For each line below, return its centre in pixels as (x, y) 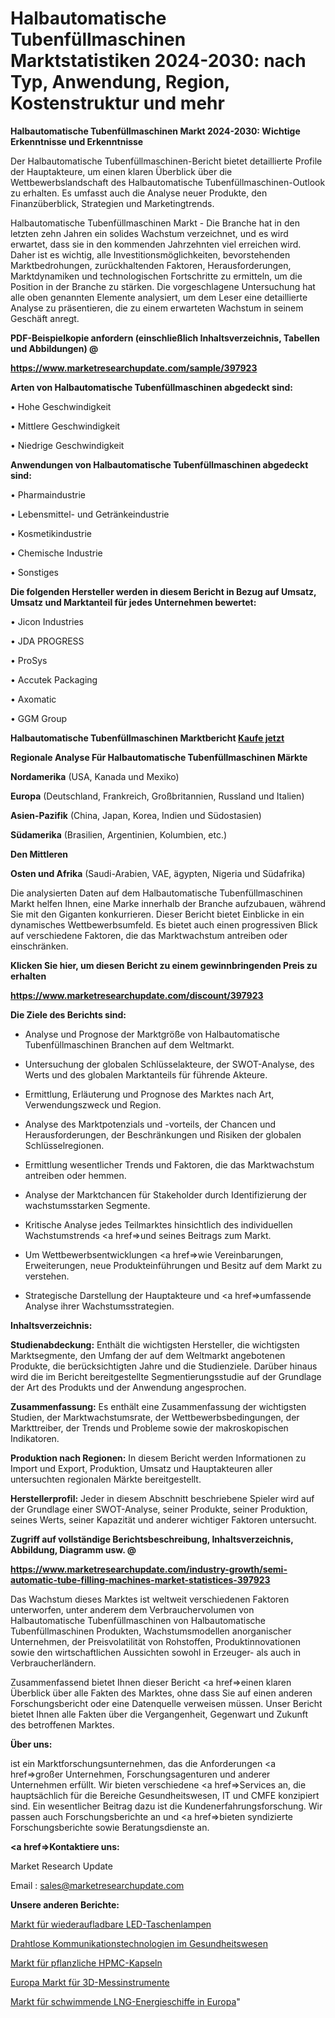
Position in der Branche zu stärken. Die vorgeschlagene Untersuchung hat (163, 286)
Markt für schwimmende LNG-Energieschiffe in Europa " (125, 2001)
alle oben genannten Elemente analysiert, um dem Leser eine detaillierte (159, 297)
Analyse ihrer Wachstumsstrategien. (99, 1306)
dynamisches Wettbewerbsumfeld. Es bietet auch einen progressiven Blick (164, 924)
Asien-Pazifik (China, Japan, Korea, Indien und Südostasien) (136, 815)
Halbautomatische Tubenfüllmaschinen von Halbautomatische (138, 1620)
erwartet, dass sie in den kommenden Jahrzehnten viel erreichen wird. (156, 244)
